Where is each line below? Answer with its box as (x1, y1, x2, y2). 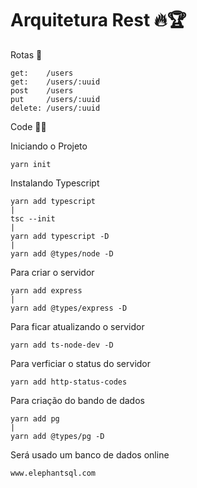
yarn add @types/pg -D (10, 431, 105, 441)
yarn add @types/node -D (10, 248, 114, 259)
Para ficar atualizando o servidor (10, 320, 145, 332)
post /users (10, 85, 74, 96)
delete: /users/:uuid (10, 103, 101, 113)
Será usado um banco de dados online (10, 448, 170, 461)
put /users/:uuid (10, 94, 101, 104)
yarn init (10, 159, 52, 169)
